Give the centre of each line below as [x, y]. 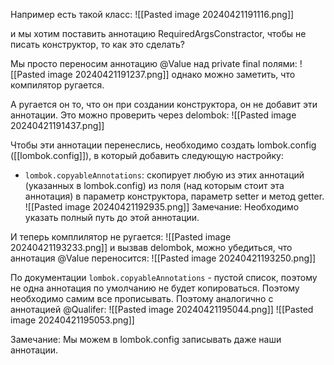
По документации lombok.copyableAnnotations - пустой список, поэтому [164, 277]
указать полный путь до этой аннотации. [112, 217]
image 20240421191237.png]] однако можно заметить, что [171, 74]
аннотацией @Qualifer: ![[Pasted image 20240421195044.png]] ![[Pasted [162, 309]
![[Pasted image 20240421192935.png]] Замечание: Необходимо [162, 207]
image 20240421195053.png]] [72, 320]
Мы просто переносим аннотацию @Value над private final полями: [154, 63]
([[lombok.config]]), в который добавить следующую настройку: [147, 155]
